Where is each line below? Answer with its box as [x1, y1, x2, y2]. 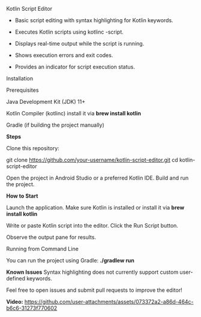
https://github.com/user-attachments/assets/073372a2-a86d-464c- [24, 298, 194, 305]
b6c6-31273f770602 [6, 304, 58, 312]
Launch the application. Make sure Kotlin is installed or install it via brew [6, 204, 185, 211]
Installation [6, 75, 34, 82]
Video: [6, 298, 23, 305]
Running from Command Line [6, 246, 79, 252]
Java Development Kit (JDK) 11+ [6, 98, 86, 105]
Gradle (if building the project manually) [6, 121, 105, 128]
